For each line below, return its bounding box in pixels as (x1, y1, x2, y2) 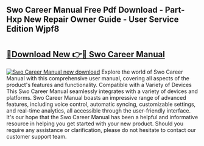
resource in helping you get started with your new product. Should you (6, 120, 184, 127)
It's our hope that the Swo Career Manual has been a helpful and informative (6, 114, 199, 120)
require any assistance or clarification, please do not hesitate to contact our (6, 127, 196, 133)
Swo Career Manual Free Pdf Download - (6, 5, 163, 15)
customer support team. (6, 133, 67, 140)
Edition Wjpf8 (6, 24, 60, 34)
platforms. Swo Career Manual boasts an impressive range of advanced (6, 94, 187, 101)
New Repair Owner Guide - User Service (24, 15, 179, 25)
